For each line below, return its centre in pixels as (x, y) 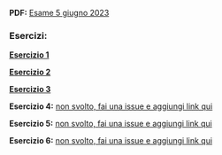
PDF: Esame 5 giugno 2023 (59, 13)
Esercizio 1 (29, 55)
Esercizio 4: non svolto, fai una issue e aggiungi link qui (111, 106)
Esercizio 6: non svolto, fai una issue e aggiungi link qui (111, 141)
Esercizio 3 (30, 89)
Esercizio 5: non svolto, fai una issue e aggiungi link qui (111, 124)
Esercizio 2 (30, 72)
